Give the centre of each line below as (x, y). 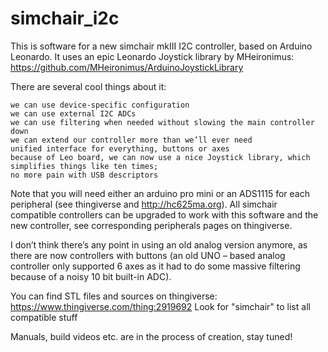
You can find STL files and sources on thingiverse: (114, 296)
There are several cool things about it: (88, 86)
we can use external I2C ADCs (73, 113)
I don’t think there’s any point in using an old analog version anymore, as (159, 244)
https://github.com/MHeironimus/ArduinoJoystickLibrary (127, 67)
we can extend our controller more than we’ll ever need (131, 140)
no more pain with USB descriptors (84, 175)
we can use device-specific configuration (100, 105)
